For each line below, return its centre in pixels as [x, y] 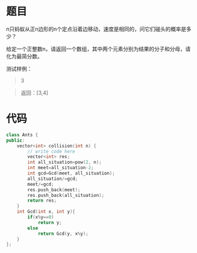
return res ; [42, 201]
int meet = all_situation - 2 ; [61, 168]
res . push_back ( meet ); [54, 190]
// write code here [51, 151]
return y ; [50, 222]
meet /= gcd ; [41, 184]
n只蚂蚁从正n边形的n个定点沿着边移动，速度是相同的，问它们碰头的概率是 [96, 29]
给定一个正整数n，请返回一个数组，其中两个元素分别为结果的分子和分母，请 [98, 49]
